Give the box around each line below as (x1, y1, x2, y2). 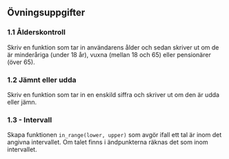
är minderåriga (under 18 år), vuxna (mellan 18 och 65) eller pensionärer (7, 50, 212, 59)
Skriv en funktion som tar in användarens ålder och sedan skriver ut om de (7, 43, 219, 52)
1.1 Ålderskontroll (7, 28, 66, 37)
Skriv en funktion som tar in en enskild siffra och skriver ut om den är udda (7, 90, 219, 98)
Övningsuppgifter (7, 7, 86, 19)
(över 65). (7, 58, 36, 66)
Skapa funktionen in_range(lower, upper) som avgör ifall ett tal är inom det (7, 131, 222, 139)
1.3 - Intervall (7, 115, 52, 125)
